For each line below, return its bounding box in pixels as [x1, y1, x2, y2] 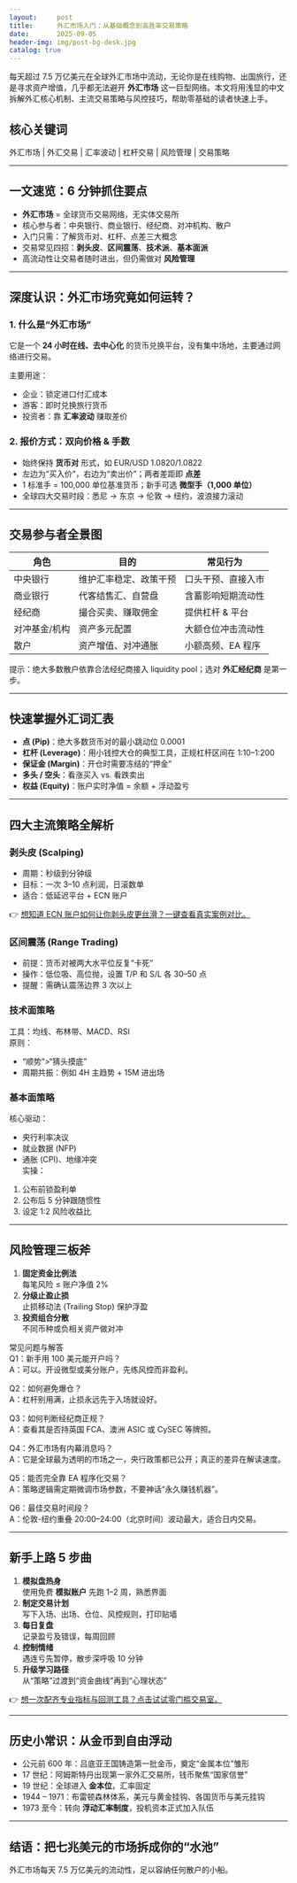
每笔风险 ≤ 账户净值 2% [21, 1278, 109, 1289]
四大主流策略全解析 [9, 817, 114, 832]
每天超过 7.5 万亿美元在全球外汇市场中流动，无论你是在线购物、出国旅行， [9, 72, 280, 82]
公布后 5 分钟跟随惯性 [21, 1194, 102, 1205]
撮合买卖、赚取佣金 [78, 606, 159, 618]
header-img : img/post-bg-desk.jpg [9, 37, 137, 47]
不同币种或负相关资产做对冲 [21, 1323, 124, 1333]
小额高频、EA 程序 [184, 639, 261, 652]
